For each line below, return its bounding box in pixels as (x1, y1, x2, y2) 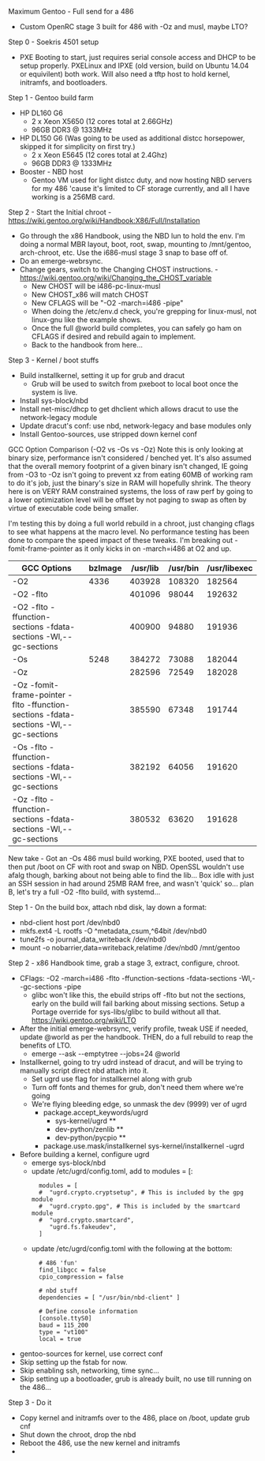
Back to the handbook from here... (31, 340, 144, 350)
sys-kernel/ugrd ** (54, 1116, 117, 1126)
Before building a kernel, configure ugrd (19, 1150, 150, 1159)
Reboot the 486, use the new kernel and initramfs (19, 1438, 181, 1448)
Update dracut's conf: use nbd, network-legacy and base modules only (19, 421, 252, 430)
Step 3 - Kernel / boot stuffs (8, 355, 99, 365)
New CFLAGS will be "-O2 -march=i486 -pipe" (31, 298, 184, 307)
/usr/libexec (206, 563, 253, 573)
